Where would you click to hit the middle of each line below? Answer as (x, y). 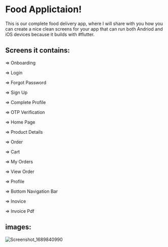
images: (18, 227)
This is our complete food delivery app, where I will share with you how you (84, 23)
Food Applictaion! (44, 9)
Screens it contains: (38, 50)
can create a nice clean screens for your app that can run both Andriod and (84, 29)
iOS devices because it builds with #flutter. (50, 34)
